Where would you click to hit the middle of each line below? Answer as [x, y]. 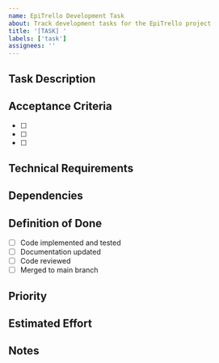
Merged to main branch [59, 270]
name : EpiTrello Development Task [67, 16]
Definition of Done [55, 223]
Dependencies [46, 196]
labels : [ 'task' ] [38, 38]
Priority [27, 296]
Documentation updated [60, 251]
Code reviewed [45, 261]
